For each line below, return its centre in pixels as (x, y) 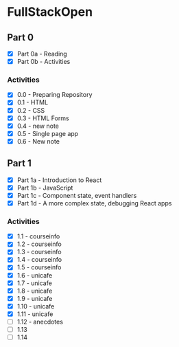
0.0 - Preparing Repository (55, 95)
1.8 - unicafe (35, 291)
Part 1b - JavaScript (45, 188)
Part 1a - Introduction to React (59, 180)
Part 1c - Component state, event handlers (77, 195)
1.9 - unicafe (35, 298)
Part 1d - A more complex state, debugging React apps (94, 203)
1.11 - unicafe (35, 314)
